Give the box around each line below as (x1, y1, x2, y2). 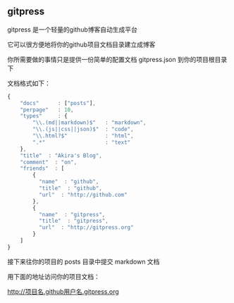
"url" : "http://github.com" (38, 191, 128, 198)
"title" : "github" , (38, 185, 102, 192)
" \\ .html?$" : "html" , (32, 132, 134, 140)
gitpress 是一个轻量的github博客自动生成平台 (7, 25, 137, 34)
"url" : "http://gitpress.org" (38, 224, 134, 231)
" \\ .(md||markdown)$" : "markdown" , (32, 119, 147, 126)
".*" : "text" (32, 139, 131, 146)
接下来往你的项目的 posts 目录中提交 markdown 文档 (7, 257, 160, 266)
